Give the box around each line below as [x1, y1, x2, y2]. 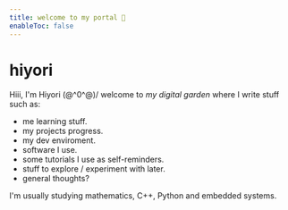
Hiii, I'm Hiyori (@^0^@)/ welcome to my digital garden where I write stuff [9, 89, 280, 100]
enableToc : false [9, 21, 74, 30]
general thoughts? [21, 173, 89, 184]
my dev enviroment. [21, 135, 97, 146]
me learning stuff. [21, 116, 88, 127]
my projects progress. [21, 126, 104, 137]
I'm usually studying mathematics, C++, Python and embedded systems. [9, 190, 277, 201]
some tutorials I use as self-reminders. [21, 154, 165, 165]
